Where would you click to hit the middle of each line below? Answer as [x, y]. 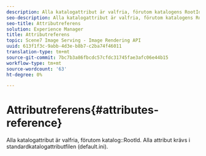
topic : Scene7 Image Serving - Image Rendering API [74, 40]
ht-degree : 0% [25, 75]
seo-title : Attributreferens [44, 23]
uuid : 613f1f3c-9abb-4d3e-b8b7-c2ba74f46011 [64, 46]
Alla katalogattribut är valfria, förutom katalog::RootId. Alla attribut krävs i [98, 140]
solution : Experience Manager [45, 29]
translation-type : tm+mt [38, 52]
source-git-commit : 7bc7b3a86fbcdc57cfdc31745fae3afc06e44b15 [87, 58]
